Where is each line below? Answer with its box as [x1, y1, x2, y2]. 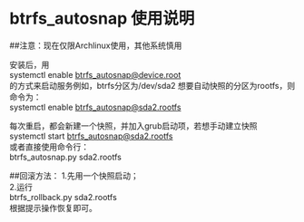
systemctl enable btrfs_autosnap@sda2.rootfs [9, 101, 181, 112]
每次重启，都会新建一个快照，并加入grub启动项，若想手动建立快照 [9, 120, 258, 131]
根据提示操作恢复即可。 [9, 202, 97, 213]
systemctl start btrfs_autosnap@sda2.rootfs [9, 130, 173, 141]
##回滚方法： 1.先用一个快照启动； [9, 169, 139, 181]
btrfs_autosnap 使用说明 [9, 8, 195, 29]
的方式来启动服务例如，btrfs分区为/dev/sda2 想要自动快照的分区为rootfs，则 [9, 80, 296, 91]
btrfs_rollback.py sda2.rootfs [9, 191, 118, 202]
